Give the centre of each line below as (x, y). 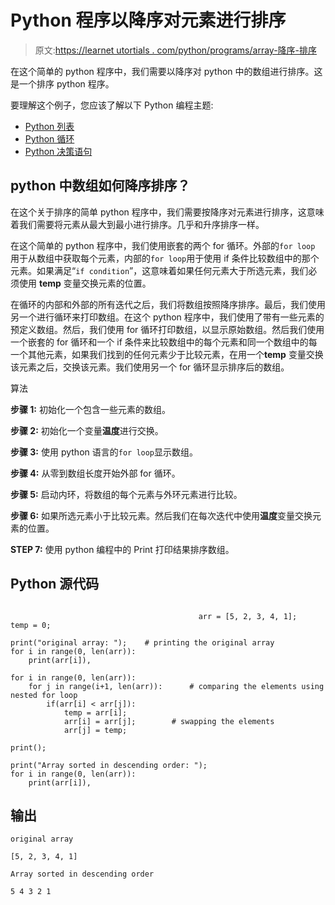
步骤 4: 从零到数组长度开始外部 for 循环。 (95, 473)
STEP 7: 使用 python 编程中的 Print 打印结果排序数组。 (122, 549)
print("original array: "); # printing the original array (142, 642)
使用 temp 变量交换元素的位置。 (85, 283)
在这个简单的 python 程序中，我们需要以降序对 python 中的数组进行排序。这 (166, 71)
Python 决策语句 (58, 151)
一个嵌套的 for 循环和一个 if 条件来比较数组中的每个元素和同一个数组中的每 (164, 342)
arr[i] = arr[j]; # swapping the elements (169, 721)
